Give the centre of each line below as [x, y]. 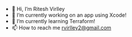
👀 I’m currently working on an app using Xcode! [69, 15]
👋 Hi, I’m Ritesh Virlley [38, 9]
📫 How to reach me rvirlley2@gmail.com [61, 28]
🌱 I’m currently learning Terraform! [53, 21]
